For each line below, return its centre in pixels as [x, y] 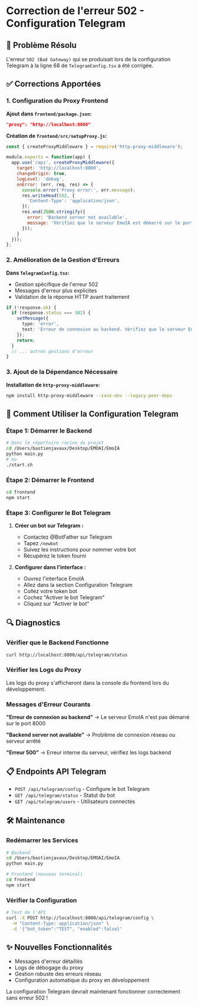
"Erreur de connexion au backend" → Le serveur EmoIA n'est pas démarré [98, 717]
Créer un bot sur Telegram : [49, 525]
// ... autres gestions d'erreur [52, 351]
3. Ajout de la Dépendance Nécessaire [62, 372]
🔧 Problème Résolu [41, 45]
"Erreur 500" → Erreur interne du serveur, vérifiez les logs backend [89, 753]
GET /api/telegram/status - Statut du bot [65, 795]
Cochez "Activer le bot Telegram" [64, 597]
